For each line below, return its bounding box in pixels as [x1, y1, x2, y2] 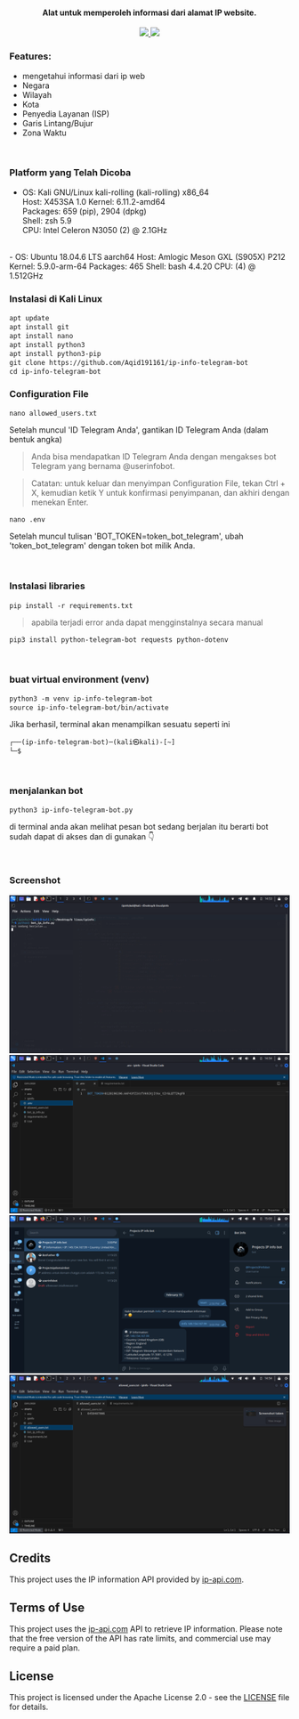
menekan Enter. [30, 497, 89, 507]
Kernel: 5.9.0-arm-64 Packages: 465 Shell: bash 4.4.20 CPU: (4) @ [9, 261, 256, 272]
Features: [9, 50, 52, 62]
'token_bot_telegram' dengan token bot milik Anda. [9, 540, 196, 551]
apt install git [9, 323, 69, 332]
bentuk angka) [9, 434, 62, 445]
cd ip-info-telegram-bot [9, 368, 101, 377]
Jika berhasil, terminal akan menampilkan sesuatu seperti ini [9, 718, 230, 729]
